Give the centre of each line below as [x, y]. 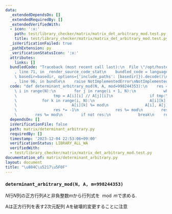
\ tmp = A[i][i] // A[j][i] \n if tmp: [90, 96]
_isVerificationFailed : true [41, 44]
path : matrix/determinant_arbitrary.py [52, 129]
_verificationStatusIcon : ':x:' [45, 53]
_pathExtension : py [31, 48]
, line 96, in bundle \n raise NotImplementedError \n [76, 81]
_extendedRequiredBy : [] [36, 19]
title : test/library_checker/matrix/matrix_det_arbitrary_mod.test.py [91, 39]
